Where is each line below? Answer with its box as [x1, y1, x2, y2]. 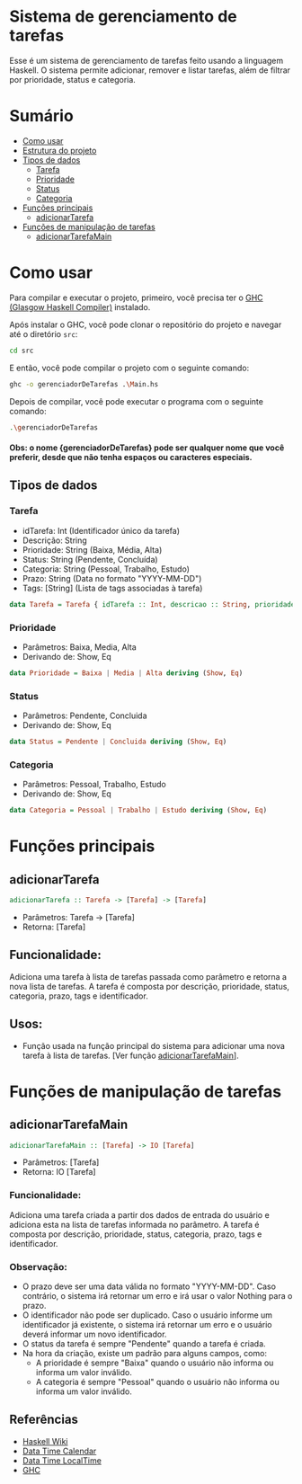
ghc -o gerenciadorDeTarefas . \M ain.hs [9, 379, 159, 388]
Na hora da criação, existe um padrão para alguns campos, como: [22, 1348, 268, 1359]
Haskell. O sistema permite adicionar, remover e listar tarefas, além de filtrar [9, 65, 290, 76]
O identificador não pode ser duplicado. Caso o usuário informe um [22, 1310, 272, 1320]
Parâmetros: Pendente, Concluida [22, 710, 147, 721]
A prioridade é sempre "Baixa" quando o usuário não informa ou [35, 1357, 274, 1368]
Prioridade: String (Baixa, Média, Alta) [22, 544, 163, 555]
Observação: [9, 1260, 67, 1273]
